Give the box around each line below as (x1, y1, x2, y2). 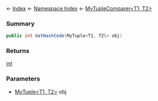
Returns (6, 47, 29, 55)
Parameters (6, 75, 40, 83)
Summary (6, 19, 35, 28)
